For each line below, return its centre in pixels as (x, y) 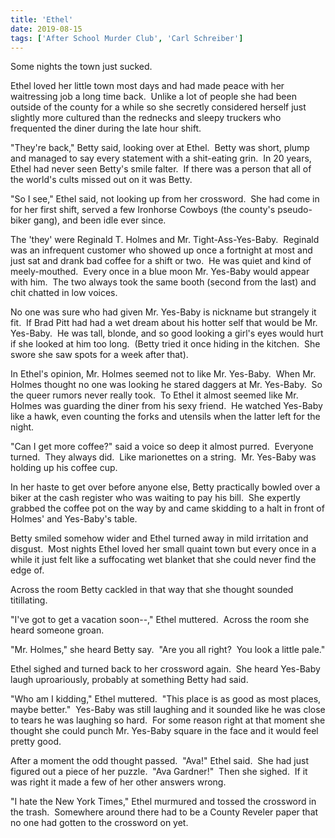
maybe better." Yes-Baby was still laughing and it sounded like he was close (168, 710)
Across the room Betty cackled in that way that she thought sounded (152, 590)
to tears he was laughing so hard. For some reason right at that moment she (168, 720)
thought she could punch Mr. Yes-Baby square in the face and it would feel (164, 731)
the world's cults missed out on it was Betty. (101, 180)
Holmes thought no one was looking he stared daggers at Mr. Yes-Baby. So (166, 385)
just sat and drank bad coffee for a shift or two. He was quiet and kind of (161, 261)
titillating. (29, 600)
